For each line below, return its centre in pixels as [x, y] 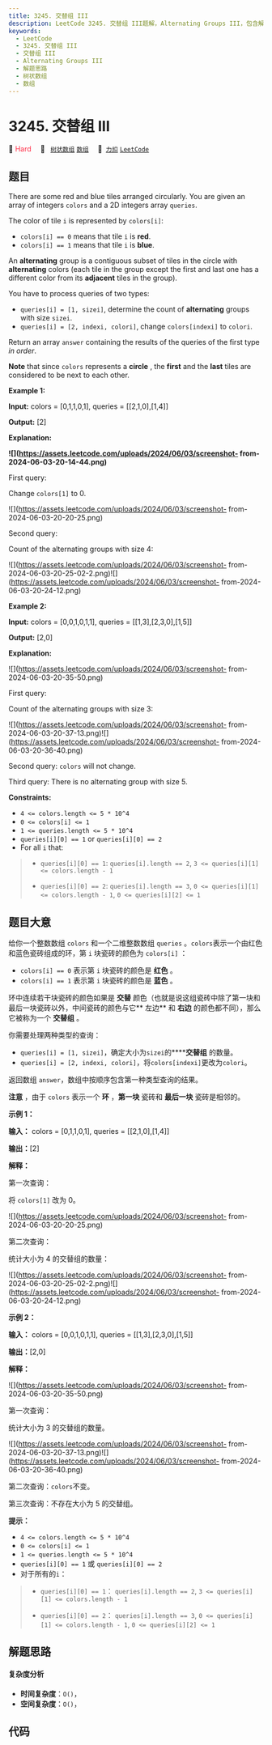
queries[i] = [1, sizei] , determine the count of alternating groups [135, 309]
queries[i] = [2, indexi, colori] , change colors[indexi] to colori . [136, 327]
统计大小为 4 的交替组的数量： [59, 1259]
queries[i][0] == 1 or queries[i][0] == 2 [91, 839]
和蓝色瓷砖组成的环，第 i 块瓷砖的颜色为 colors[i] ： [98, 953]
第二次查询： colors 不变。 [51, 1487]
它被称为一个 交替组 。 [46, 1018]
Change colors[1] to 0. [47, 494]
